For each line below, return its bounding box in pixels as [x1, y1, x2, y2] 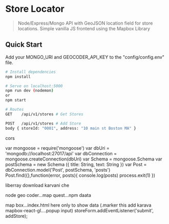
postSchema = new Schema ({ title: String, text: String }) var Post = [5, 161, 147, 167]
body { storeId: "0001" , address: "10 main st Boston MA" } [5, 126, 137, 131]
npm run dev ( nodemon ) [5, 88, 54, 93]
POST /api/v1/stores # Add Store [5, 121, 81, 126]
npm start [5, 98, 27, 103]
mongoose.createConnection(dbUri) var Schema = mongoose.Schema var [5, 156, 162, 162]
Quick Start [5, 40, 43, 49]
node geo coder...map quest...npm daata [5, 192, 91, 198]
